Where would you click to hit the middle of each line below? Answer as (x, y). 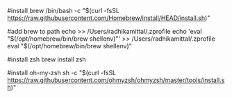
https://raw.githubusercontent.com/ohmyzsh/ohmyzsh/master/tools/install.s (116, 80)
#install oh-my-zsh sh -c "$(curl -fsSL (62, 73)
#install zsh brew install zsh (47, 59)
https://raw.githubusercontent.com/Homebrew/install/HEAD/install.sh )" (109, 18)
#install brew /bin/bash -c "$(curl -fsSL (64, 11)
